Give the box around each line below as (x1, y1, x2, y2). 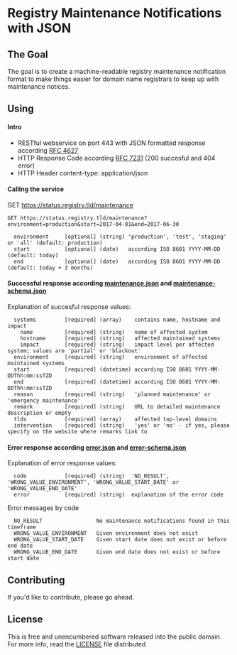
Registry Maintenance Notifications (7, 5, 222, 21)
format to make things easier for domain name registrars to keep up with (7, 75, 219, 83)
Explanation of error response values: (7, 459, 117, 467)
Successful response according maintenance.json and (7, 279, 172, 288)
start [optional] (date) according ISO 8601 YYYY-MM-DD (13, 245, 221, 253)
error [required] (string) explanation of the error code (13, 492, 224, 499)
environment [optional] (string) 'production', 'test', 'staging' (13, 233, 227, 240)
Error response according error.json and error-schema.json (7, 443, 187, 452)
